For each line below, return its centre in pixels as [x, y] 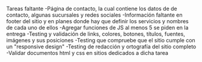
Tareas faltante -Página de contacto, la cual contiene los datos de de [92, 9]
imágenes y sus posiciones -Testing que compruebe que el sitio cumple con [101, 40]
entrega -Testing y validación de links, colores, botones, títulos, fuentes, [96, 34]
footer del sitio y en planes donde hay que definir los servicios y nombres [97, 21]
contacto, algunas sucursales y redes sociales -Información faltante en [94, 15]
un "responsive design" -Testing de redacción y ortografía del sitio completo [101, 46]
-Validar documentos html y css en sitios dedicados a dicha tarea [87, 53]
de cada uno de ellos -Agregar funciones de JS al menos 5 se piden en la [97, 27]
